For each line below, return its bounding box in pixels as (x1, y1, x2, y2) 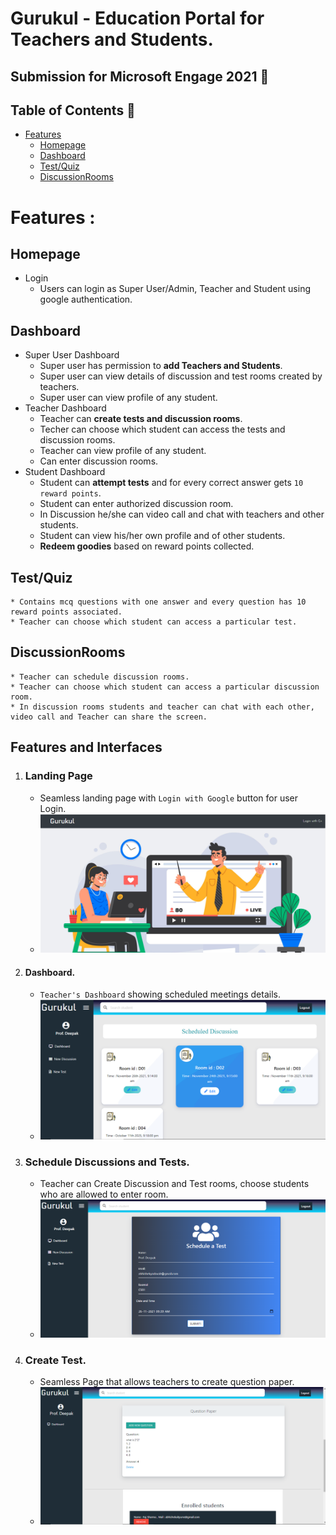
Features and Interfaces (10, 739, 163, 756)
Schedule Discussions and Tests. (24, 1155, 190, 1169)
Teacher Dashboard (24, 402, 107, 414)
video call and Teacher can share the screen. (10, 712, 208, 722)
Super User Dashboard (24, 349, 120, 361)
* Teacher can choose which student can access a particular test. (10, 617, 298, 627)
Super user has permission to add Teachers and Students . (39, 360, 283, 372)
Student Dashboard (24, 466, 106, 478)
